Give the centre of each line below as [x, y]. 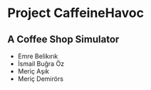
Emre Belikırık [38, 56]
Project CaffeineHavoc [76, 13]
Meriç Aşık [33, 71]
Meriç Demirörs [41, 79]
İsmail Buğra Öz [41, 64]
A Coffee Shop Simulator [63, 39]
